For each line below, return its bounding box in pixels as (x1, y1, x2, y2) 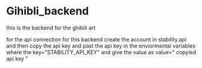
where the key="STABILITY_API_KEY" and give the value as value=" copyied (6, 48, 197, 55)
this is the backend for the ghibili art (6, 24, 96, 31)
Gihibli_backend (6, 4, 89, 18)
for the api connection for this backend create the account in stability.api (6, 36, 187, 43)
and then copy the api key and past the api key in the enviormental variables (6, 42, 196, 49)
